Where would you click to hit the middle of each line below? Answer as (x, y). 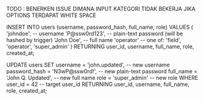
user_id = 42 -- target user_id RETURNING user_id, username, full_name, (98, 84)
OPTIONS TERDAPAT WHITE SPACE (51, 15)
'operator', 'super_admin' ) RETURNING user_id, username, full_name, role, (100, 46)
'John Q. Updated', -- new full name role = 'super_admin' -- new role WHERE (102, 78)
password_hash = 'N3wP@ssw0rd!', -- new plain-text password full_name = (102, 71)
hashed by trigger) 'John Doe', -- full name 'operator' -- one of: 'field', (94, 40)
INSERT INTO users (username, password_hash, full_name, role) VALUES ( (100, 27)
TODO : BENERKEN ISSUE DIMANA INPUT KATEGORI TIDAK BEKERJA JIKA (101, 9)
